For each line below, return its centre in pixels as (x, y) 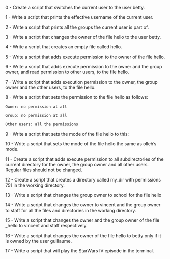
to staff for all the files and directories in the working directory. (71, 210)
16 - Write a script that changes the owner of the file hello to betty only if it (83, 236)
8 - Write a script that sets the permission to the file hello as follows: (77, 97)
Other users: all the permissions (42, 124)
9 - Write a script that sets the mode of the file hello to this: (67, 134)
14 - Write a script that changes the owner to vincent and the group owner (83, 205)
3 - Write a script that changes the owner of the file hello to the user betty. (83, 37)
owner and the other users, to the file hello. (50, 87)
